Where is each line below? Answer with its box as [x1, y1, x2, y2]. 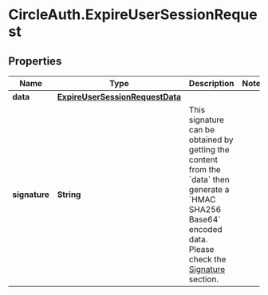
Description [188, 78, 235, 88]
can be [188, 124, 215, 135]
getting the [188, 144, 230, 155]
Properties [8, 54, 62, 68]
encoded [188, 224, 223, 234]
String [57, 189, 81, 200]
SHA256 [188, 204, 222, 214]
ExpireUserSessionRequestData [57, 92, 182, 102]
